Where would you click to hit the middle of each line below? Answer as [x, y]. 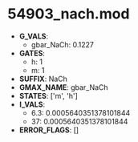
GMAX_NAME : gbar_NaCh [64, 87]
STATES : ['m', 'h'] [48, 95]
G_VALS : [34, 36]
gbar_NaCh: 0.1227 [62, 44]
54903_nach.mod [69, 14]
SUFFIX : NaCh [43, 79]
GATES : [32, 53]
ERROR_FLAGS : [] [49, 130]
